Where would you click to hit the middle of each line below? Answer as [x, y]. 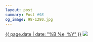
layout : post [19, 10]
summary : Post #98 [25, 15]
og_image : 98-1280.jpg [29, 19]
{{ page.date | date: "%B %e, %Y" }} [43, 34]
